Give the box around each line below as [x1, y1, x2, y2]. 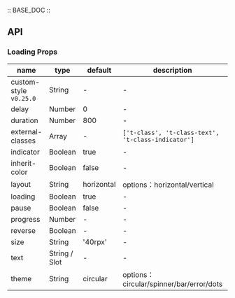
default [87, 65, 112, 75]
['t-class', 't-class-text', [122, 129, 220, 136]
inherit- [10, 158, 36, 168]
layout [10, 179, 31, 189]
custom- [10, 77, 41, 87]
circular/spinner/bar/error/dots [122, 279, 223, 289]
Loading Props [7, 47, 58, 57]
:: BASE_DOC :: [7, 6, 51, 14]
